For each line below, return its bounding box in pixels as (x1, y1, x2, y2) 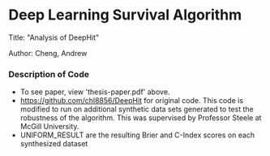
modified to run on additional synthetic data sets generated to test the (19, 104, 254, 115)
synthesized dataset (19, 139, 88, 149)
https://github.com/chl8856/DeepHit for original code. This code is (19, 96, 244, 106)
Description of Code (8, 68, 89, 80)
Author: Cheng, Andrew (8, 48, 88, 58)
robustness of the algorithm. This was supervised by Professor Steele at (19, 113, 262, 123)
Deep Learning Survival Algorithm (8, 6, 242, 24)
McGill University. (19, 122, 79, 132)
